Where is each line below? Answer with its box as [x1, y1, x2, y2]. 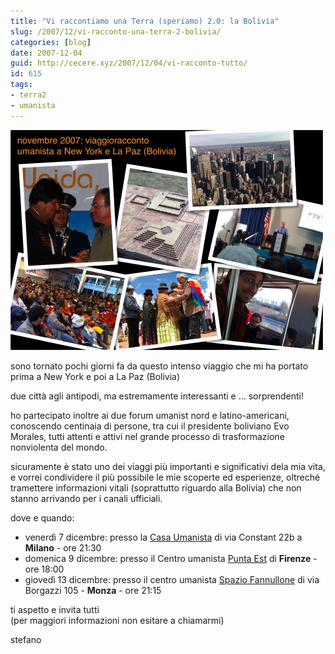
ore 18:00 [24, 563, 65, 575]
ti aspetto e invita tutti [10, 603, 100, 615]
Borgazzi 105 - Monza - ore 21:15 [24, 584, 162, 596]
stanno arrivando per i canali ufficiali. [10, 492, 163, 504]
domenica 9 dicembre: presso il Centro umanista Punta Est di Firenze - [24, 552, 318, 564]
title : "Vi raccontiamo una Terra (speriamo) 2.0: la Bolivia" [10, 16, 280, 26]
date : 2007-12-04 [10, 48, 83, 58]
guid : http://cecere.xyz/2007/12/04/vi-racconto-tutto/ [10, 58, 248, 69]
